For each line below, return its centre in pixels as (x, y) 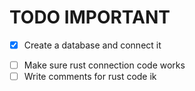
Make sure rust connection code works (104, 65)
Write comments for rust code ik (90, 77)
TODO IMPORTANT (90, 17)
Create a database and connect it (92, 45)
